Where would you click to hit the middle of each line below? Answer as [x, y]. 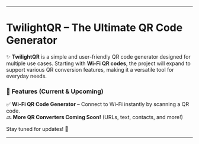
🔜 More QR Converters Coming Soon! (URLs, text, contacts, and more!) [95, 117]
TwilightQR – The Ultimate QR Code [94, 28]
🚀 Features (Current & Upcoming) [55, 91]
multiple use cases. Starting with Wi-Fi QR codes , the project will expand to [98, 63]
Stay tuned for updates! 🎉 [37, 129]
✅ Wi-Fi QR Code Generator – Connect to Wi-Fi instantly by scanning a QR [98, 104]
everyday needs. [27, 76]
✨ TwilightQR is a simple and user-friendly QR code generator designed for [98, 56]
